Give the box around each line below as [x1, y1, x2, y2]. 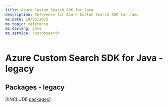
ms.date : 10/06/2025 [5, 17, 49, 22]
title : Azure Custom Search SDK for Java [5, 7, 94, 13]
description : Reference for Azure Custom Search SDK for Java [5, 12, 139, 17]
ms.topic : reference [5, 21, 49, 27]
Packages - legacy [5, 83, 65, 91]
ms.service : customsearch [5, 31, 60, 36]
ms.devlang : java [5, 26, 42, 31]
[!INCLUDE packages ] [5, 96, 51, 102]
